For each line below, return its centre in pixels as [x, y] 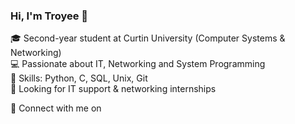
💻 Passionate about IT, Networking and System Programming [138, 64]
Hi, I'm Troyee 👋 [49, 16]
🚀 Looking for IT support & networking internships [113, 89]
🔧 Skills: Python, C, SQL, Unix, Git [79, 78]
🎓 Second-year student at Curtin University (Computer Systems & [148, 38]
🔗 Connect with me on [56, 108]
